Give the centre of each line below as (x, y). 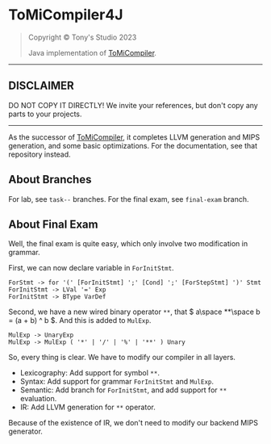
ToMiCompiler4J (66, 15)
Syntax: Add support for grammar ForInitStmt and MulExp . (117, 382)
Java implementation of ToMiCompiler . (92, 52)
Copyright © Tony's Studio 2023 (82, 37)
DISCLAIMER (41, 86)
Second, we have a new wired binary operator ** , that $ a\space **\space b (134, 312)
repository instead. (40, 154)
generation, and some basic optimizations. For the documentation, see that (133, 145)
